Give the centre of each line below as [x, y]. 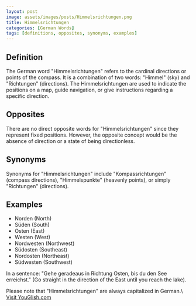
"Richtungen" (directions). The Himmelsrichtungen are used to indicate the [96, 83]
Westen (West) [32, 237]
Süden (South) [32, 225]
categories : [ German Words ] [40, 28]
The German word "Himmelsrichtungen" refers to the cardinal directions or [96, 71]
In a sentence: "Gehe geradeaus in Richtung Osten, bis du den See [87, 274]
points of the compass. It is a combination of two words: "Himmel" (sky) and [98, 77]
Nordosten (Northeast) [42, 256]
